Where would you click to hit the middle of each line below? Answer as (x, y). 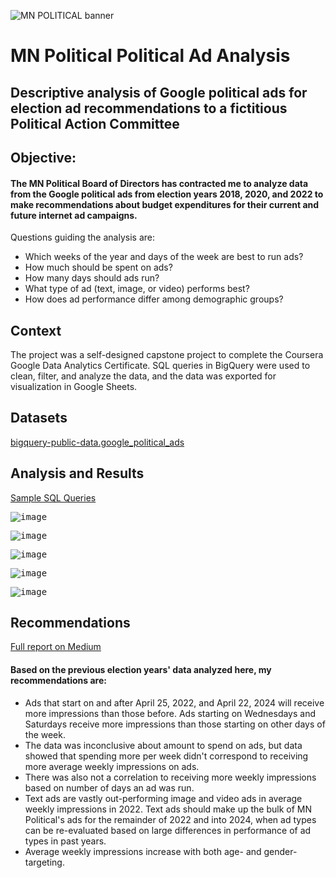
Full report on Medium (56, 647)
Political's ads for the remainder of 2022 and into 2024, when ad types (170, 819)
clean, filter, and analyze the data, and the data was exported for (143, 376)
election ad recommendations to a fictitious (149, 108)
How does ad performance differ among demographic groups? (154, 299)
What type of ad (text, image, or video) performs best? (137, 289)
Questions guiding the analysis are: (82, 237)
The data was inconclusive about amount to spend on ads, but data (163, 745)
